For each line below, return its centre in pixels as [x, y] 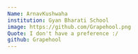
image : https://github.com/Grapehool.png [69, 27]
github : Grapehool [34, 40]
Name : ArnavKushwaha [38, 14]
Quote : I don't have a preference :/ [63, 33]
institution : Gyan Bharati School [58, 20]
